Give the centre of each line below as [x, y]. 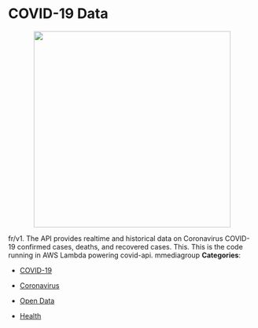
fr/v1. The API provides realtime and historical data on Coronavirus [116, 238]
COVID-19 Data [58, 14]
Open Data [37, 301]
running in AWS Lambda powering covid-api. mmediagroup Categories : [125, 255]
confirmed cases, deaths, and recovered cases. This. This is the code [130, 246]
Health [30, 315]
